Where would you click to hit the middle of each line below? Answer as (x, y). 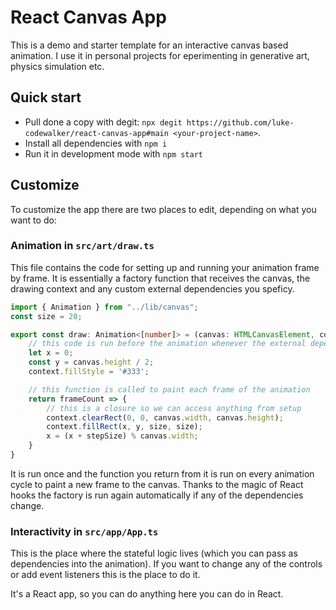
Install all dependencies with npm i (96, 143)
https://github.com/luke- (240, 122)
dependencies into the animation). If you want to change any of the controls (166, 564)
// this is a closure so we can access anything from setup (174, 408)
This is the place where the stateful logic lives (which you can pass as (154, 553)
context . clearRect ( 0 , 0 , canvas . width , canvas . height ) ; (165, 417)
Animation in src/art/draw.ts (82, 246)
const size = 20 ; (46, 316)
